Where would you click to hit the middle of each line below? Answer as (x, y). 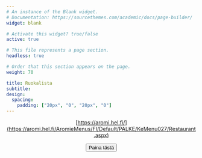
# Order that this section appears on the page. (68, 67)
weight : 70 (20, 72)
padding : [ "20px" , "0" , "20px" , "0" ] (65, 106)
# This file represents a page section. (58, 50)
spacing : (23, 100)
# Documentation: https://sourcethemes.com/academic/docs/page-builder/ (99, 17)
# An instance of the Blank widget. (52, 12)
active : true (23, 40)
